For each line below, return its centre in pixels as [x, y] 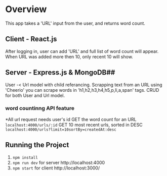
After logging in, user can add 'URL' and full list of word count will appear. [82, 51]
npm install [25, 157]
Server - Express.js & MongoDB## [60, 72]
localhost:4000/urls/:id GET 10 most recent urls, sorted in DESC [74, 125]
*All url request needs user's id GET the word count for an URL [71, 119]
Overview [26, 9]
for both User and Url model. [35, 95]
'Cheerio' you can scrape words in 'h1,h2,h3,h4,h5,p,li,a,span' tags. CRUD [82, 90]
